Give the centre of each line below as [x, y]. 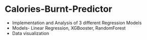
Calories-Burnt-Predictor [58, 9]
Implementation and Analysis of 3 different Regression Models [77, 23]
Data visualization [31, 33]
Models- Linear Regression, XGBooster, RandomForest [69, 28]
